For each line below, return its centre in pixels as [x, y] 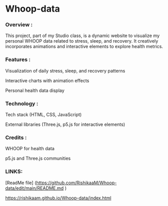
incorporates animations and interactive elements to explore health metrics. [84, 47]
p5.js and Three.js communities [38, 158]
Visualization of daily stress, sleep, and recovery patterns [65, 71]
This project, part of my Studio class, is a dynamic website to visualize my [82, 36]
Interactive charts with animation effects [47, 80]
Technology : [22, 104]
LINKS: [14, 171]
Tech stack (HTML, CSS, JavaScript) [44, 115]
